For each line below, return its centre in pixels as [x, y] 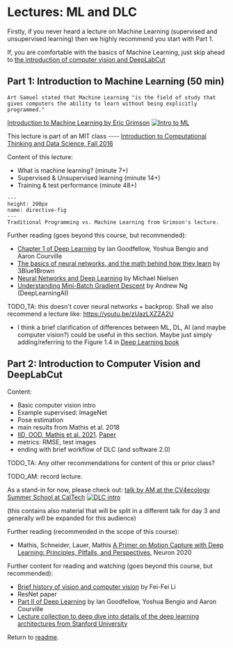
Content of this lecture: [40, 156]
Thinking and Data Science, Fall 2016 [60, 143]
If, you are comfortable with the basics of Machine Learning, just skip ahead [116, 52]
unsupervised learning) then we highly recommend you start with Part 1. [111, 38]
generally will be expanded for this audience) [72, 518]
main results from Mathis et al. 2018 [69, 427]
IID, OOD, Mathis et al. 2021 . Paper [67, 435]
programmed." [26, 110]
